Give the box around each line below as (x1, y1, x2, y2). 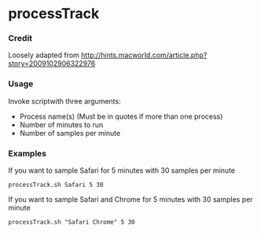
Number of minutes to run (19, 119, 104, 130)
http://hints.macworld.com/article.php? (81, 50, 208, 60)
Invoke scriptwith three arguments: (8, 96, 121, 106)
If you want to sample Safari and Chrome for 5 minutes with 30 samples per (8, 195, 253, 204)
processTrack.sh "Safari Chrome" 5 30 (8, 218, 135, 226)
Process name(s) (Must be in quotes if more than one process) (19, 112, 223, 121)
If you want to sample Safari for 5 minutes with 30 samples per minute (8, 166, 236, 175)
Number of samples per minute (19, 128, 121, 137)
